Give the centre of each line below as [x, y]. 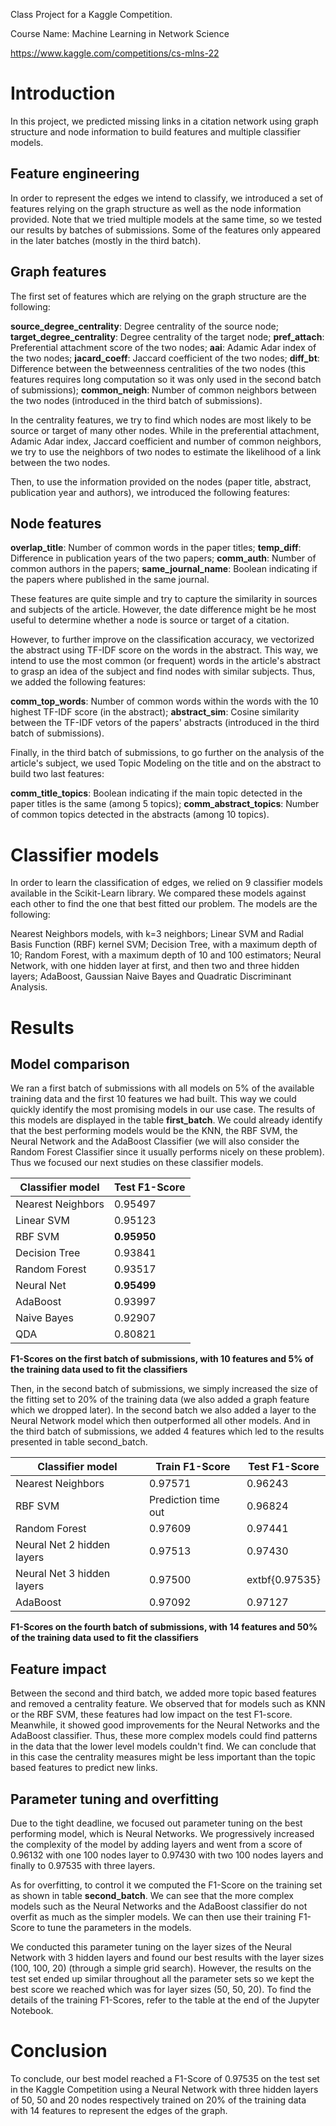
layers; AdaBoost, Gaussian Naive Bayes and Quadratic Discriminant [151, 976]
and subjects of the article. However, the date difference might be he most [163, 610]
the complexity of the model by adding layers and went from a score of [156, 1844]
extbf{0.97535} [283, 1580]
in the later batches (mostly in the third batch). [106, 240]
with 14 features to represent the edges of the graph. [119, 2110]
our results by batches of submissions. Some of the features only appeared [166, 230]
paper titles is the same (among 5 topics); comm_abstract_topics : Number [165, 804]
